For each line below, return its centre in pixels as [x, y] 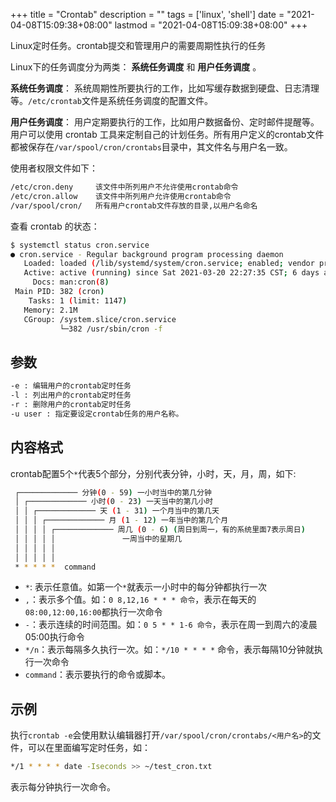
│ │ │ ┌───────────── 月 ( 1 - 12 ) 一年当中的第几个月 [121, 520]
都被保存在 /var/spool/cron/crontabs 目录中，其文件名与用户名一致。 [151, 147]
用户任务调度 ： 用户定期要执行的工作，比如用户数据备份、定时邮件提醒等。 [165, 122]
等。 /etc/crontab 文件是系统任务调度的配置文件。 [111, 100]
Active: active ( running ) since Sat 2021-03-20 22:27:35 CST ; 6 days [171, 273]
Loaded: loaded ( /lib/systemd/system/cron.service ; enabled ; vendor [169, 264]
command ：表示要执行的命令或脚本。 [97, 675]
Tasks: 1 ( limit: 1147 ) [78, 300]
